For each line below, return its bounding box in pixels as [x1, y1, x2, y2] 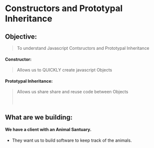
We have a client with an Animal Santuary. [5, 127, 92, 133]
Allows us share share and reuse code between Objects [16, 89, 128, 95]
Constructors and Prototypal [5, 3, 123, 14]
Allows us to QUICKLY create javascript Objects [16, 67, 112, 73]
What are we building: [5, 113, 73, 121]
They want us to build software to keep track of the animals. [12, 137, 132, 143]
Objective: [5, 32, 37, 41]
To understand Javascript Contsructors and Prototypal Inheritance [16, 45, 150, 51]
